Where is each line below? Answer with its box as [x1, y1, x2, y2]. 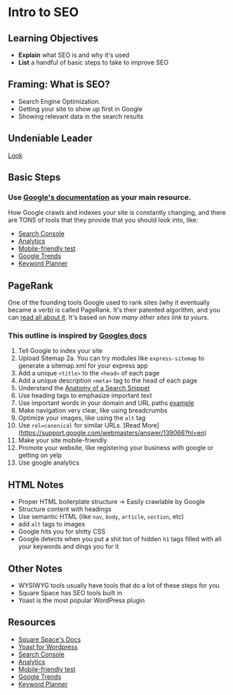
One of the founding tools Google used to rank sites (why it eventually [8, 298, 210, 307]
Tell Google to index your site [18, 347, 103, 355]
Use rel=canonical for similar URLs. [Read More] [18, 421, 160, 430]
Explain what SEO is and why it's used [18, 51, 130, 59]
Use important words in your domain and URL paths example [18, 399, 194, 407]
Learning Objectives [8, 32, 99, 44]
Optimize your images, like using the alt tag [18, 413, 146, 422]
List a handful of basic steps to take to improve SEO [18, 58, 169, 67]
